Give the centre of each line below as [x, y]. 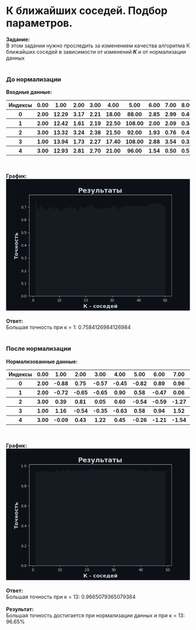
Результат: [20, 609]
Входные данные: [29, 92]
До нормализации [34, 79]
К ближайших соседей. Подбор [87, 11]
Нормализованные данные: [42, 361]
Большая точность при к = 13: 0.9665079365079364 [71, 597]
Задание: [18, 39]
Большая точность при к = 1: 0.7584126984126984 [69, 327]
